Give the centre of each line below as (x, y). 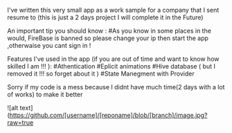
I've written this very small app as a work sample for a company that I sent (113, 10)
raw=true (20, 123)
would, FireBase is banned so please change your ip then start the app (108, 38)
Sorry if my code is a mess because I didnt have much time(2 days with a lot (116, 87)
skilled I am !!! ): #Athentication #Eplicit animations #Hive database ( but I (111, 66)
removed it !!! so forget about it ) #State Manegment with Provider (101, 73)
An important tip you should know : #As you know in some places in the (109, 31)
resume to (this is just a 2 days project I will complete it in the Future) (105, 17)
